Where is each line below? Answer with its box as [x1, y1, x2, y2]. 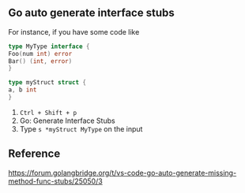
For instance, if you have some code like [8, 27, 140, 36]
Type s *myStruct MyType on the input [19, 124, 143, 133]
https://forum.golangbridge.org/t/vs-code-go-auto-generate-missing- [8, 168, 237, 177]
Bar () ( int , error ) [8, 57, 73, 65]
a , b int [8, 86, 37, 94]
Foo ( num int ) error [8, 50, 73, 58]
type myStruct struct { [8, 79, 87, 87]
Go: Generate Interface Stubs [19, 116, 116, 125]
